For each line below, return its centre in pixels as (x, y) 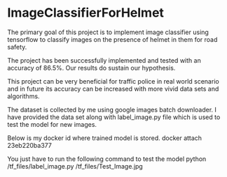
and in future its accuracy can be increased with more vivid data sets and (113, 88)
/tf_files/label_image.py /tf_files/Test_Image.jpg (75, 166)
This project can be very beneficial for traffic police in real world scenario (113, 81)
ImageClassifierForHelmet (86, 13)
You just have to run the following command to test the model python (107, 159)
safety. (17, 47)
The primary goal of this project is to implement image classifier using (108, 32)
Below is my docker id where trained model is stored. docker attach (104, 138)
